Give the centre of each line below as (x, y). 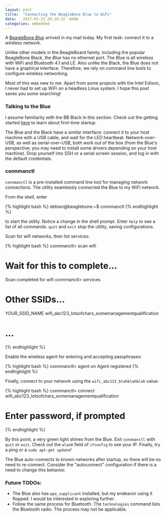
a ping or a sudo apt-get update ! (38, 450)
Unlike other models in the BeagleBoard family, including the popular (75, 52)
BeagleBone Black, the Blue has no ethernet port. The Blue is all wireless (79, 58)
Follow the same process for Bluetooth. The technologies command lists (86, 504)
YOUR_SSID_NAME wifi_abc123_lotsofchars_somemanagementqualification (82, 313)
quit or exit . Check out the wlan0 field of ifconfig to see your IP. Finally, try (83, 444)
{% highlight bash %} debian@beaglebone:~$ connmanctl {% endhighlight (82, 207)
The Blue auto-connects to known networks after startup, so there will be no (83, 459)
